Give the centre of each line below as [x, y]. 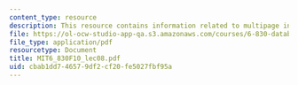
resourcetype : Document [53, 50]
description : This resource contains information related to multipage [144, 26]
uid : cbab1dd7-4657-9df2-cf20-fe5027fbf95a [91, 67]
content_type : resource [53, 17]
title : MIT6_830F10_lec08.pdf [65, 58]
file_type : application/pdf [61, 42]
